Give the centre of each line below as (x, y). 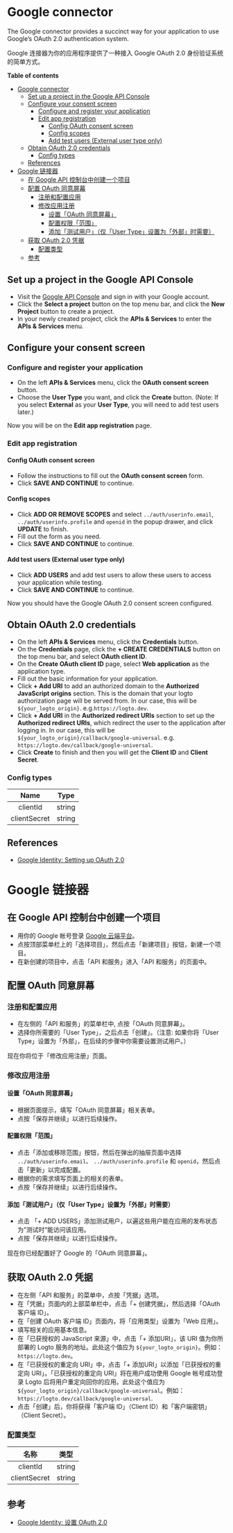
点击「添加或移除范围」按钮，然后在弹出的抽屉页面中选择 (99, 1152)
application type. (41, 671)
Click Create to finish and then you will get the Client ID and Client (112, 752)
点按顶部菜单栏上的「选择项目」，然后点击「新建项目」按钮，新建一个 (116, 944)
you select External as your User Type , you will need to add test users (118, 405)
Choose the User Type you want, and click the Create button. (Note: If (118, 397)
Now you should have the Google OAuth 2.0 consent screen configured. (110, 603)
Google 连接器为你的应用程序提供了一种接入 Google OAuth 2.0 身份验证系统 (115, 53)
